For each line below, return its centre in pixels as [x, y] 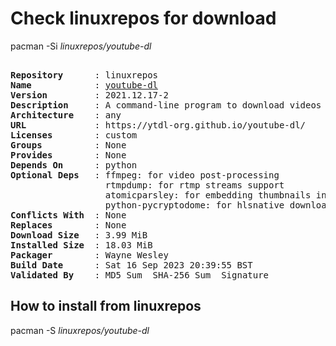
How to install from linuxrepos [106, 306]
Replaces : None [68, 225]
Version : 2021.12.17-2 [89, 95]
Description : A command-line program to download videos [166, 105]
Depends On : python [74, 165]
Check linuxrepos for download [143, 18]
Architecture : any [66, 115]
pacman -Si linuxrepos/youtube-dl [81, 46]
